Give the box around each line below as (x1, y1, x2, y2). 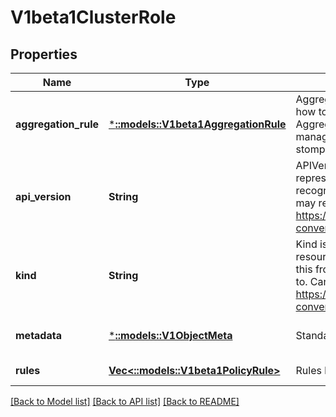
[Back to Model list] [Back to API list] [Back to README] (10, 396, 240, 407)
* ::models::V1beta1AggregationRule (108, 117, 287, 131)
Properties (10, 46, 78, 63)
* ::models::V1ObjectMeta (108, 329, 233, 342)
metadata (15, 329, 62, 342)
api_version (15, 190, 72, 203)
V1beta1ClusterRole (10, 6, 177, 29)
